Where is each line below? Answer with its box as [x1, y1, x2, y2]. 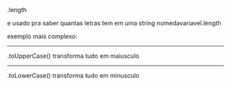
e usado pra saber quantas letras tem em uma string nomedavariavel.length [7, 19, 221, 27]
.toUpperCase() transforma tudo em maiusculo [7, 52, 140, 60]
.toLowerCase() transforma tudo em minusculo [7, 72, 140, 79]
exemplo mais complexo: [7, 32, 78, 40]
